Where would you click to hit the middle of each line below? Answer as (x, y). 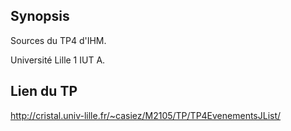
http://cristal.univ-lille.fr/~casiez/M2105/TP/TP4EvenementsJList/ (146, 115)
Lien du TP (44, 91)
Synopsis (40, 16)
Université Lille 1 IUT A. (58, 60)
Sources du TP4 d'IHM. (58, 40)
